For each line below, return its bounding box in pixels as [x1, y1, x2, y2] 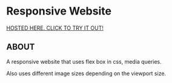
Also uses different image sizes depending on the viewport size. [6, 70, 167, 77]
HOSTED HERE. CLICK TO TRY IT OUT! [6, 24, 104, 32]
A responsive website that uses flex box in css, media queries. [6, 58, 162, 65]
